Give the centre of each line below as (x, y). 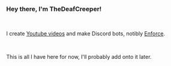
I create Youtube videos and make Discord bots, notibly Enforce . (86, 34)
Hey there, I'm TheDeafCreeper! (54, 9)
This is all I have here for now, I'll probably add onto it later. (79, 57)
